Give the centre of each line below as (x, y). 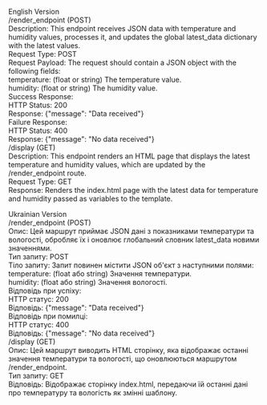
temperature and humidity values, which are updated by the (107, 164)
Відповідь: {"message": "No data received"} (81, 333)
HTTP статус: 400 (39, 325)
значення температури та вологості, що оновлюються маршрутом (123, 359)
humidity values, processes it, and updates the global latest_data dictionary (133, 37)
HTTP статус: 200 (39, 299)
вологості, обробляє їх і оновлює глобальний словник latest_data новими (134, 240)
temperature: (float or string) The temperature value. (95, 80)
